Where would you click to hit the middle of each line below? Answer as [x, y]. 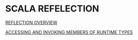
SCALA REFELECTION [52, 9]
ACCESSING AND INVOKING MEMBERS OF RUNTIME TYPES [69, 32]
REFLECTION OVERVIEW [31, 22]
